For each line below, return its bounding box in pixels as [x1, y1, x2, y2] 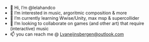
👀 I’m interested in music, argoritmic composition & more [10, 10, 127, 16]
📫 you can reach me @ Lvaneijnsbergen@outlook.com [10, 31, 124, 37]
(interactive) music [10, 26, 49, 32]
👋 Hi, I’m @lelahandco [10, 5, 56, 10]
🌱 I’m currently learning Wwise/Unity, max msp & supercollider [10, 15, 139, 21]
